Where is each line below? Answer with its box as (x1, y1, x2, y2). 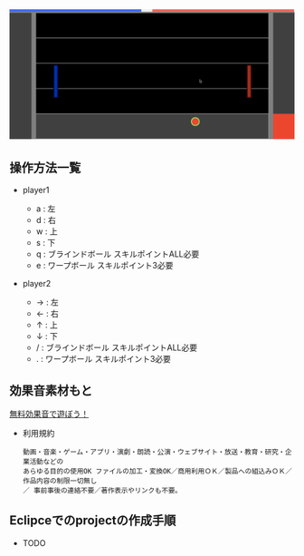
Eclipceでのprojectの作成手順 (9, 512, 176, 529)
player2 (22, 278, 52, 289)
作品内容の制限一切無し (22, 476, 98, 485)
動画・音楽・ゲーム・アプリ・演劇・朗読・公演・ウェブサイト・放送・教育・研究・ (22, 447, 286, 456)
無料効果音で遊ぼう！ (9, 408, 89, 419)
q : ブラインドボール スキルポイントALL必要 (35, 249, 200, 259)
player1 (22, 185, 50, 196)
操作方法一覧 (9, 160, 81, 175)
